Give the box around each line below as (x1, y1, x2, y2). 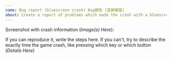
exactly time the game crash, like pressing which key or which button (5, 42, 151, 48)
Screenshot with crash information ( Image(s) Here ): (5, 26, 114, 32)
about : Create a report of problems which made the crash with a (5, 12, 147, 17)
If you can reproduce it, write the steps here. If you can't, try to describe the (5, 36, 166, 43)
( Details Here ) (5, 47, 35, 53)
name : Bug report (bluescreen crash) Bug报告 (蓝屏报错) (5, 7, 125, 13)
